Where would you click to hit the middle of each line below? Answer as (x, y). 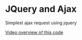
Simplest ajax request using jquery (41, 23)
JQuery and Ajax (41, 9)
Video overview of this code (34, 32)
